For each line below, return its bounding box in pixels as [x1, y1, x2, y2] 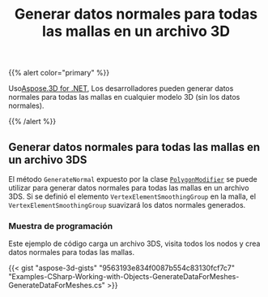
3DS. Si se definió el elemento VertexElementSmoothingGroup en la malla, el [8, 192, 257, 201]
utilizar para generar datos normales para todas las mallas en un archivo [8, 183, 249, 192]
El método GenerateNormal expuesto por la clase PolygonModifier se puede [8, 174, 257, 183]
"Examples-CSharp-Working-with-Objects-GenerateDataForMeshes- [8, 272, 240, 282]
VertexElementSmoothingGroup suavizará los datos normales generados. [8, 200, 246, 209]
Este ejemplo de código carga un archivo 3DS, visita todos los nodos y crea [8, 239, 261, 248]
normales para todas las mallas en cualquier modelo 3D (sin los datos [8, 93, 240, 102]
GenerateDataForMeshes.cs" [8, 281, 105, 291]
